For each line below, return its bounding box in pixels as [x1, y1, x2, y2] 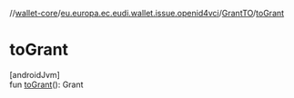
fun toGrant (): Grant [9, 79, 84, 90]
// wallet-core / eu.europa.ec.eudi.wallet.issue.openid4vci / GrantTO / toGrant [9, 8, 285, 18]
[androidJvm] [9, 69, 61, 80]
